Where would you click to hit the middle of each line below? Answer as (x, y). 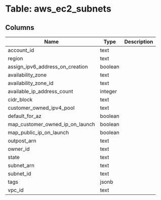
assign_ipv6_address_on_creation (48, 67)
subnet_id (19, 174)
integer (109, 91)
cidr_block (20, 99)
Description (139, 42)
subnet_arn (21, 165)
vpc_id (16, 190)
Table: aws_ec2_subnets (58, 9)
